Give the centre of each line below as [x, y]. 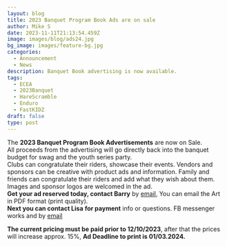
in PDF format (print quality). [48, 201]
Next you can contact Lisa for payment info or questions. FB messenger [111, 208]
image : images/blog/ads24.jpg [51, 39]
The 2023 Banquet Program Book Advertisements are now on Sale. [105, 142]
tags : [15, 78]
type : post [23, 122]
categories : [24, 52]
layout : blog [26, 13]
